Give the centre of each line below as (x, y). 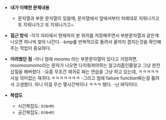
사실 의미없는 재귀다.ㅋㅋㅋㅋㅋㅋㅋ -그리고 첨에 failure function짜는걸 (80, 78)
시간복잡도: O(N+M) (36, 106)
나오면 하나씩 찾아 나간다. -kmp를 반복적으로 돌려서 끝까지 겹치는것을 (79, 42)
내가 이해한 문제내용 (30, 7)
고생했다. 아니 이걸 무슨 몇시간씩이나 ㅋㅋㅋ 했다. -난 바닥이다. (77, 84)
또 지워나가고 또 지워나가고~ (46, 25)
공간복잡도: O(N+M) (36, 112)
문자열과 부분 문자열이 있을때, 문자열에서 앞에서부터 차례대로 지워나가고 (88, 18)
